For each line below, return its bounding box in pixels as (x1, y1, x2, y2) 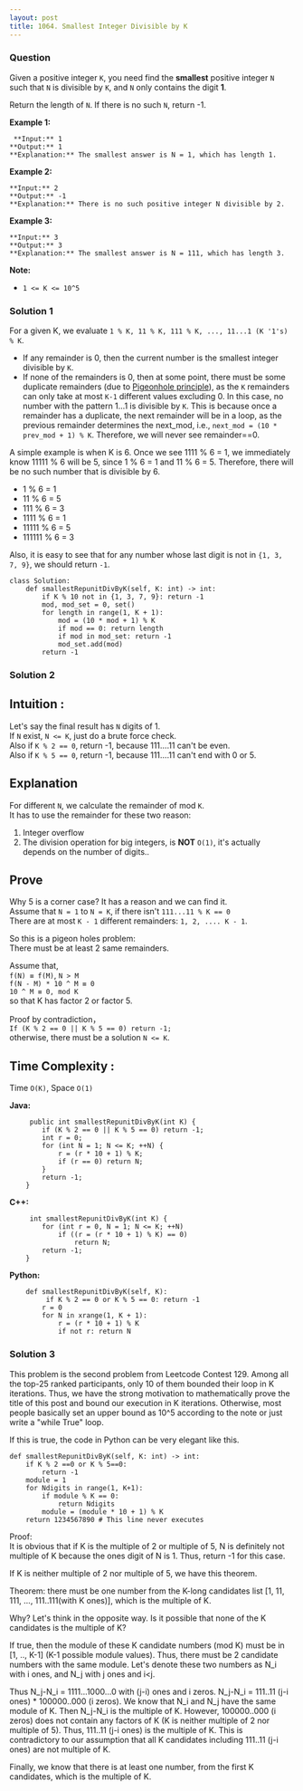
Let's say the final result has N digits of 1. (9, 721, 161, 732)
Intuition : (9, 696, 65, 712)
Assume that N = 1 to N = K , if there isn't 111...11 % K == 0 (9, 906, 231, 917)
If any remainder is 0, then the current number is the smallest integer (22, 352, 279, 363)
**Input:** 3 (9, 233, 59, 242)
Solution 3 (9, 1348, 56, 1361)
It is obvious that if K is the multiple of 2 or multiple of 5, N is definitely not (9, 1540, 285, 1551)
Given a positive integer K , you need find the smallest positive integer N (9, 72, 275, 82)
